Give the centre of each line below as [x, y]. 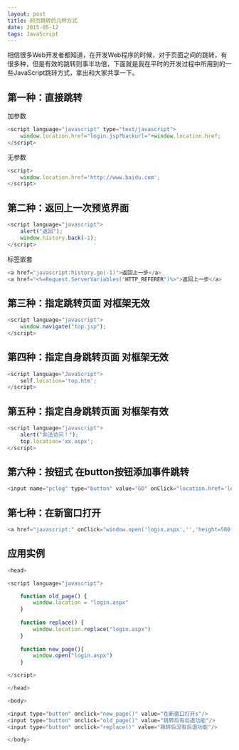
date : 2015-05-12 [33, 27]
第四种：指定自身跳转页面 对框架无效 [88, 357]
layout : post [27, 14]
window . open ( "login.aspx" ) [73, 656]
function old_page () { [54, 596]
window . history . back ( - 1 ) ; [59, 238]
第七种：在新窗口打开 [54, 512]
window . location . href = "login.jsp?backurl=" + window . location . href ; [121, 136]
